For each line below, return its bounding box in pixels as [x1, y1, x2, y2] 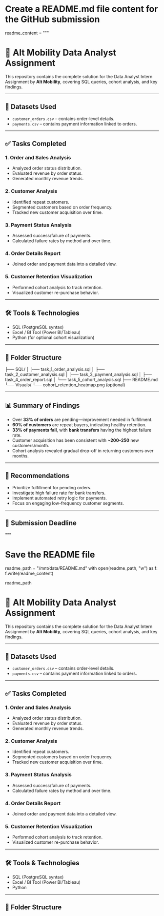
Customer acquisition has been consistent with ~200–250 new [12, 437, 139, 443]
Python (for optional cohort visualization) [12, 334, 95, 340]
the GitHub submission [5, 14, 100, 25]
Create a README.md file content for [5, 3, 158, 15]
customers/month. [12, 443, 50, 448]
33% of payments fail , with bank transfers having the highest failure [12, 427, 152, 433]
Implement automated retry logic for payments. [12, 495, 107, 501]
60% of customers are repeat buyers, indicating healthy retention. [12, 422, 146, 428]
